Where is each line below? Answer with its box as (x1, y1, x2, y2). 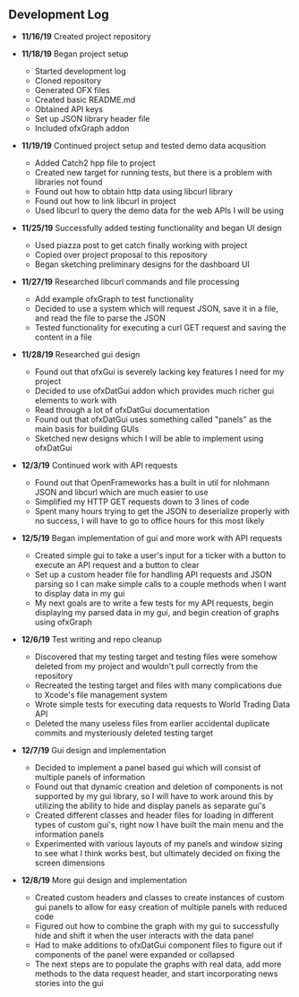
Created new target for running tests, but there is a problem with (34, 167, 273, 177)
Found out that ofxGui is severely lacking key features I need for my (34, 366, 285, 377)
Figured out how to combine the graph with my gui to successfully (34, 920, 279, 931)
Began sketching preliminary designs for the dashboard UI (34, 259, 250, 270)
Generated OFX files (34, 84, 110, 95)
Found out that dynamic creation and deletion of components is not (34, 781, 284, 792)
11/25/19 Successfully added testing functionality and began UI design (21, 222, 283, 233)
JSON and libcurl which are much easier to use (34, 486, 209, 497)
